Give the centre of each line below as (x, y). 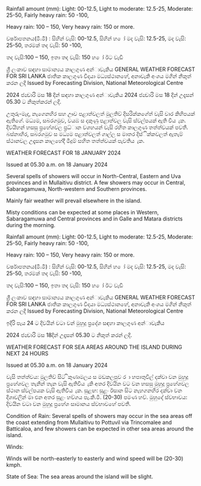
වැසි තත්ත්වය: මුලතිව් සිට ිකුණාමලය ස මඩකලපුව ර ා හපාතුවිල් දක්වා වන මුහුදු (97, 377)
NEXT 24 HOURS (27, 354)
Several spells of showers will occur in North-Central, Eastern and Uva (94, 176)
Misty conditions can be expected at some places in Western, (83, 212)
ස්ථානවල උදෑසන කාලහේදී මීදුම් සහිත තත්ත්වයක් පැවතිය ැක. (76, 141)
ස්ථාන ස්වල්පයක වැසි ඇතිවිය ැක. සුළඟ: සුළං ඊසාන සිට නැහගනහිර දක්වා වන (94, 390)
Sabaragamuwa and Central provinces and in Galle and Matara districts (94, 219)
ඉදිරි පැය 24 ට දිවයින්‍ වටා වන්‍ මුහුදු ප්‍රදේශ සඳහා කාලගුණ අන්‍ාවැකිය (85, 323)
